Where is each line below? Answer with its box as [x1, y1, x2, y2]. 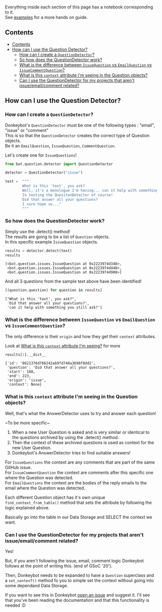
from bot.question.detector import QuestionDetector [5, 161, 113, 166]
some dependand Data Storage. [5, 583, 68, 589]
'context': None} [7, 382, 42, 387]
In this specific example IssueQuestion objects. [5, 239, 98, 244]
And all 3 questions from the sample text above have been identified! [5, 278, 142, 284]
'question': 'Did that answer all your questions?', [7, 365, 116, 370]
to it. [5, 9, 14, 15]
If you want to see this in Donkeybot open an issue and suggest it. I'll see [5, 592, 150, 598]
